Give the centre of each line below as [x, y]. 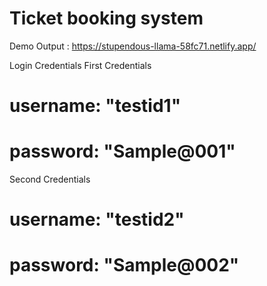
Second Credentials [50, 179]
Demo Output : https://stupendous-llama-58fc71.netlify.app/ [133, 46]
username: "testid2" [97, 219]
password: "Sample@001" [122, 151]
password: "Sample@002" [124, 265]
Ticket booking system [106, 18]
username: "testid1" [95, 106]
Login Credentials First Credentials [80, 65]
